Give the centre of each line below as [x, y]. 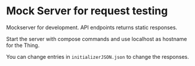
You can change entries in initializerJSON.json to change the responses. [98, 56]
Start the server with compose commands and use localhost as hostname [97, 39]
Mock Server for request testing [87, 11]
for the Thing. [23, 45]
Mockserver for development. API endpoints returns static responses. [92, 27]
